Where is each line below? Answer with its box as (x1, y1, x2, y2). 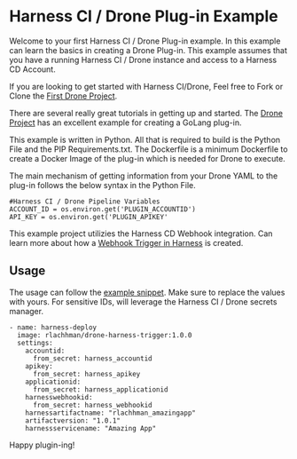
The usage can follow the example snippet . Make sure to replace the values (9, 287, 285, 297)
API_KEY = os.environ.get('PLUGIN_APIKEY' (9, 212, 168, 221)
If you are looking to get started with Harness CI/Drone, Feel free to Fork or (9, 81, 284, 91)
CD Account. (9, 64, 56, 75)
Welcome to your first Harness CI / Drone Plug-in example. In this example (9, 36, 281, 46)
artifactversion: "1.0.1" (25, 415, 121, 425)
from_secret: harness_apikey (32, 369, 141, 378)
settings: (17, 338, 53, 347)
